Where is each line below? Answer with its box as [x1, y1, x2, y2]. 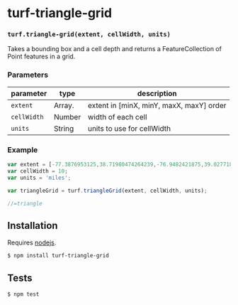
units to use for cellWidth [87, 123, 171, 133]
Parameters [7, 70, 48, 80]
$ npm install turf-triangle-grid [7, 252, 110, 259]
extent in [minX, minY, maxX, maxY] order [87, 100, 227, 110]
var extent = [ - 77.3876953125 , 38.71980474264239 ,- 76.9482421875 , [7, 161, 204, 168]
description [137, 88, 177, 98]
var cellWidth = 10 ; [7, 167, 69, 175]
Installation [7, 219, 58, 232]
